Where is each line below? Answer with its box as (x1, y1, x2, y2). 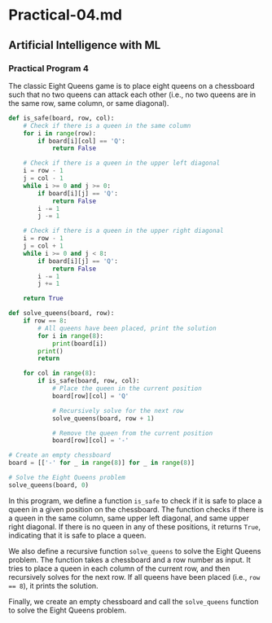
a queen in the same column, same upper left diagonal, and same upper (8, 513, 250, 523)
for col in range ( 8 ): (23, 369, 96, 378)
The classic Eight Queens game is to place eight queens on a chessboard (8, 81, 255, 90)
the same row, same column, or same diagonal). (8, 98, 169, 107)
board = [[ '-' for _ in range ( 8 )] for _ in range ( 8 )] (8, 458, 195, 467)
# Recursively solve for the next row (51, 406, 184, 415)
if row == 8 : (23, 317, 68, 325)
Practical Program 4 (8, 63, 90, 74)
